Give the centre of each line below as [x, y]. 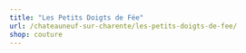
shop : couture [36, 34]
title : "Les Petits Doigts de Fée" [77, 18]
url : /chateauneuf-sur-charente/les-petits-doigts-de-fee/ [123, 26]
